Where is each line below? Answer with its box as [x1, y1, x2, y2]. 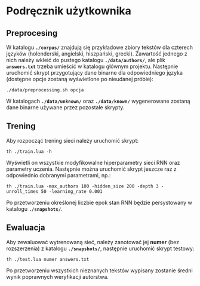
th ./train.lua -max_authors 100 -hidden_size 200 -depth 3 [6, 183, 159, 189]
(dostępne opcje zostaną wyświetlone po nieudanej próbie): [6, 76, 153, 82]
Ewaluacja [6, 223, 45, 233]
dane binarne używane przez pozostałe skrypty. [6, 104, 125, 111]
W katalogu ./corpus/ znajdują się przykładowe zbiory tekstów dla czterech [6, 44, 193, 51]
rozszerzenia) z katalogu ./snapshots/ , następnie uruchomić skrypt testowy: [6, 245, 195, 252]
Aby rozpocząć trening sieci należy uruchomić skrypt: [6, 137, 139, 144]
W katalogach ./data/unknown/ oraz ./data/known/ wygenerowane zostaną [6, 97, 190, 104]
